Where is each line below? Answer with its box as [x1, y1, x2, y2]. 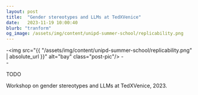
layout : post [6, 8, 38, 15]
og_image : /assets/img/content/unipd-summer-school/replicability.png [6, 31, 184, 37]
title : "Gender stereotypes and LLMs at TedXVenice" [6, 14, 142, 20]
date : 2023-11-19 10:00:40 [6, 19, 78, 25]
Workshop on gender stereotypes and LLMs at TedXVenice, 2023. [6, 82, 167, 89]
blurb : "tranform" [6, 25, 51, 31]
